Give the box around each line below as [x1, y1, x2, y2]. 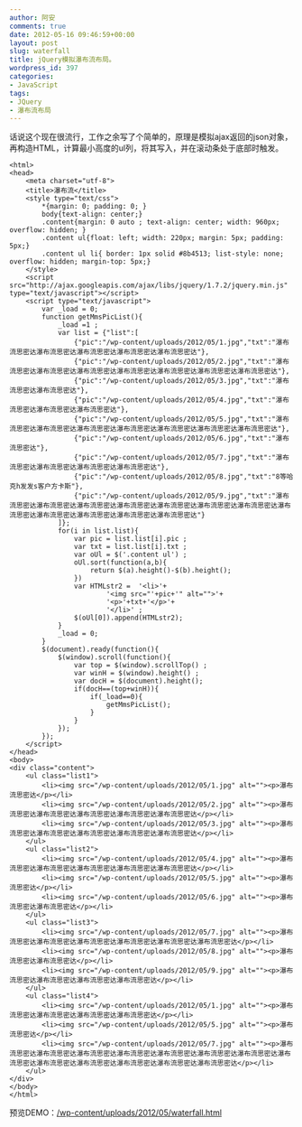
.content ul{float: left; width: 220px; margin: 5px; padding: [41, 234, 284, 243]
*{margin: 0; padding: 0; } [41, 202, 147, 211]
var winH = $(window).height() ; [73, 669, 200, 678]
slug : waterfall [9, 47, 70, 56]
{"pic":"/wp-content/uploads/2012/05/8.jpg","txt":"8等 [73, 472, 287, 481]
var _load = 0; [41, 304, 99, 314]
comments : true [9, 22, 67, 31]
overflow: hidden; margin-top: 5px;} [9, 257, 151, 266]
